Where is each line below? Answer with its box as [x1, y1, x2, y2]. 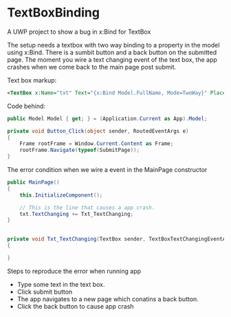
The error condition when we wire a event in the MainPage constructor [7, 166, 208, 174]
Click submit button [16, 287, 73, 296]
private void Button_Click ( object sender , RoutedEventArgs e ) [7, 127, 189, 135]
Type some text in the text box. [16, 280, 105, 288]
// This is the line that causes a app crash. [19, 204, 155, 211]
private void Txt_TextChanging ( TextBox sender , [7, 236, 146, 243]
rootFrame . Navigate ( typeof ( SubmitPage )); [19, 146, 140, 154]
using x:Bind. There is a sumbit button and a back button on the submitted [7, 48, 217, 56]
